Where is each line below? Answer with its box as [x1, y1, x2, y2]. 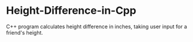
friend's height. [6, 29, 43, 36]
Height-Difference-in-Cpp [6, 4, 137, 17]
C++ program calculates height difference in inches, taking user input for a [6, 23, 187, 30]
